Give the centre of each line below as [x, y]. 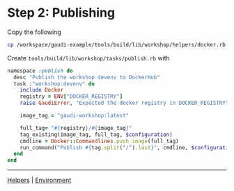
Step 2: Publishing [61, 13]
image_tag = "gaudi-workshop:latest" [75, 116]
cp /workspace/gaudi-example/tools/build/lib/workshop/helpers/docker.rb [117, 44]
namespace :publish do [40, 71]
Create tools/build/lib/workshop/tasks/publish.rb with [89, 58]
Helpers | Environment [39, 180]
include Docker [42, 90]
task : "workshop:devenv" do [54, 84]
